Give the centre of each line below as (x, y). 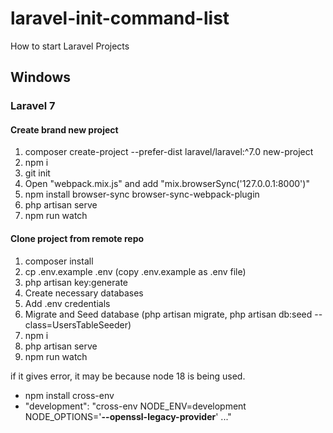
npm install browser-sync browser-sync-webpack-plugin (142, 194)
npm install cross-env (69, 395)
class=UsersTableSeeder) (78, 324)
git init (37, 173)
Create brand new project (64, 129)
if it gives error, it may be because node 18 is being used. (128, 376)
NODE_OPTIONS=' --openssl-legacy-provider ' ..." (128, 416)
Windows (40, 77)
